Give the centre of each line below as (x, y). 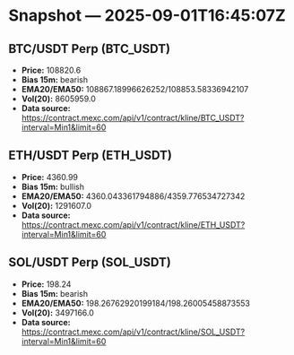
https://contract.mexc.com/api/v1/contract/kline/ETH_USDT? (133, 224)
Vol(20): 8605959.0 (58, 99)
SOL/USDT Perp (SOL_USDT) (90, 262)
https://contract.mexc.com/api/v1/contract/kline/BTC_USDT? (133, 118)
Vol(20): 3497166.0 (58, 312)
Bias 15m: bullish (52, 186)
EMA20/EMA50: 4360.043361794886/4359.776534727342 (133, 196)
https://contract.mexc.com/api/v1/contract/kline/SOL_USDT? (133, 332)
